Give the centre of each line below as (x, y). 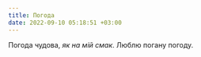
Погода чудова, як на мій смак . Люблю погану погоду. (101, 45)
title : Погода (32, 15)
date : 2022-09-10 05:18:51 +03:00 (65, 23)
